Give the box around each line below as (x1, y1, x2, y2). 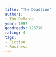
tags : (5, 35, 16, 40)
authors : (5, 12, 23, 17)
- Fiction (5, 40, 26, 45)
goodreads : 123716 (5, 26, 43, 31)
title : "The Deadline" (5, 7, 52, 12)
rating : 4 (5, 30, 26, 35)
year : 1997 (5, 21, 28, 26)
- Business (5, 44, 28, 49)
